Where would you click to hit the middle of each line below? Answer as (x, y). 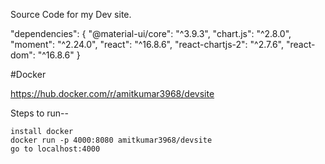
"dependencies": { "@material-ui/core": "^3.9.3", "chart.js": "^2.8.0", (151, 33)
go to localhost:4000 (55, 149)
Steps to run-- (39, 113)
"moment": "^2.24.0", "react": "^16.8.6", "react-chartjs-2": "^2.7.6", (147, 44)
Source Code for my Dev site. (71, 14)
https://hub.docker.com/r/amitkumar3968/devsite (112, 93)
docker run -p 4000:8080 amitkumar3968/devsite (111, 140)
